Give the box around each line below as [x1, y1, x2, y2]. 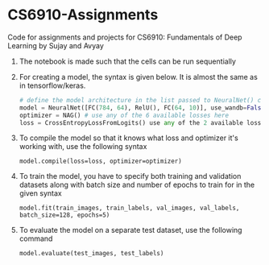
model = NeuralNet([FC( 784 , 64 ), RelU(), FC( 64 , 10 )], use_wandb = [19, 103, 247, 112]
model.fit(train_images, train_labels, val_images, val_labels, [19, 204, 240, 213]
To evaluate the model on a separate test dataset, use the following [19, 226, 242, 235]
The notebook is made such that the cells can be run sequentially [19, 56, 237, 66]
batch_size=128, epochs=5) [19, 211, 110, 219]
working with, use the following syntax [19, 142, 147, 151]
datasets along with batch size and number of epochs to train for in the [19, 180, 255, 190]
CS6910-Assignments [7, 6, 159, 24]
